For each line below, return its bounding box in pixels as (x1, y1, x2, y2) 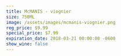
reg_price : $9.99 (6, 24, 48, 31)
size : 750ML (6, 14, 35, 20)
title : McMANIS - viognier (6, 8, 72, 15)
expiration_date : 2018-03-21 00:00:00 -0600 (6, 36, 116, 41)
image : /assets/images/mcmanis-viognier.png (6, 19, 116, 25)
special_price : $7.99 (6, 30, 59, 36)
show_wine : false (6, 41, 48, 47)
